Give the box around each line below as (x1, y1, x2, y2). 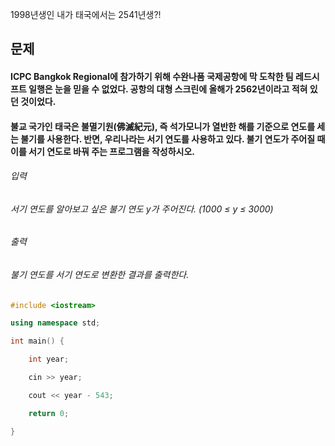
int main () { (10, 336, 65, 347)
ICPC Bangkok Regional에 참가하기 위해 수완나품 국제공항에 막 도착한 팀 (10, 70, 294, 82)
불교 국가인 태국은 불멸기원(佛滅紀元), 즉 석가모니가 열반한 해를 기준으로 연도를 (10, 120, 316, 132)
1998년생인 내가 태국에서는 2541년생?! (10, 9, 162, 20)
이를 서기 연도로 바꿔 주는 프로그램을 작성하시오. (10, 145, 196, 157)
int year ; (28, 354, 70, 365)
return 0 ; (28, 408, 70, 418)
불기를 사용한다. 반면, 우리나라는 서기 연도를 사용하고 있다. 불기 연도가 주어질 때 (20, 133, 326, 145)
